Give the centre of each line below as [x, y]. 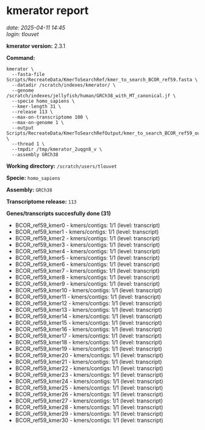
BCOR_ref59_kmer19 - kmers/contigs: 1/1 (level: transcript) [89, 349]
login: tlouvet [23, 34]
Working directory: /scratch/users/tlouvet [62, 166]
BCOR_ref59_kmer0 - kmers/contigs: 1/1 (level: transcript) [88, 225]
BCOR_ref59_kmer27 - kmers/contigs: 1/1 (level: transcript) [89, 401]
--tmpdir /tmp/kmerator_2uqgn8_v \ [57, 149]
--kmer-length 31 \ [37, 106]
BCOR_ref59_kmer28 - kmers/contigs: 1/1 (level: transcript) [89, 407]
